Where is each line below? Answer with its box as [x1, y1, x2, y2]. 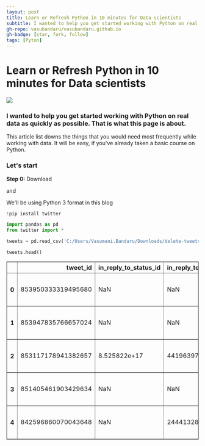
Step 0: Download [6, 175, 52, 182]
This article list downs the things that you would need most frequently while [6, 133, 196, 140]
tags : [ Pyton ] [6, 37, 43, 43]
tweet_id [66, 263, 93, 272]
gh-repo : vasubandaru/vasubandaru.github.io [6, 26, 121, 32]
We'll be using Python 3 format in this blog [6, 199, 113, 206]
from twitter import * [6, 227, 64, 234]
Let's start [6, 161, 38, 170]
